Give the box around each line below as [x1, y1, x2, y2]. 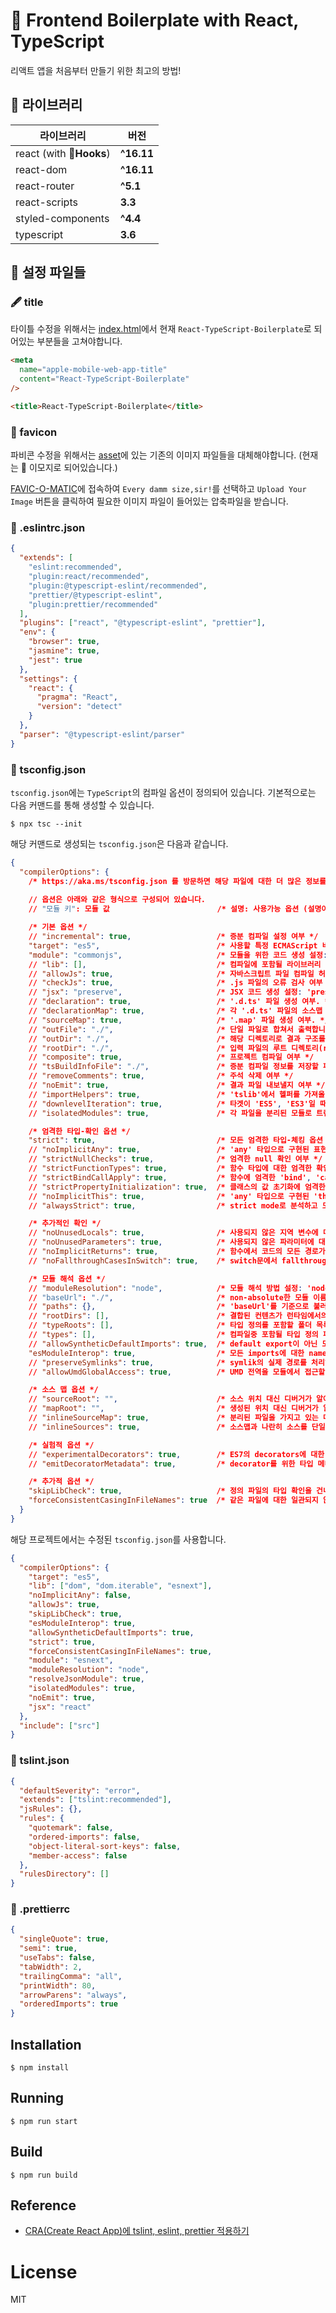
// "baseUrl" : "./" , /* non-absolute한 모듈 [28, 1292, 309, 1303]
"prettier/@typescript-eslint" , [28, 590, 163, 600]
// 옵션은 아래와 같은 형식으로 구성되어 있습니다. [28, 895, 206, 905]
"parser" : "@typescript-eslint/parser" [19, 729, 186, 739]
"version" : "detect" [36, 702, 123, 712]
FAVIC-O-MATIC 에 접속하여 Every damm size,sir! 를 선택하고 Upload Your [10, 483, 307, 495]
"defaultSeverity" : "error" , [19, 1785, 141, 1796]
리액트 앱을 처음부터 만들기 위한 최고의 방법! [10, 64, 182, 76]
